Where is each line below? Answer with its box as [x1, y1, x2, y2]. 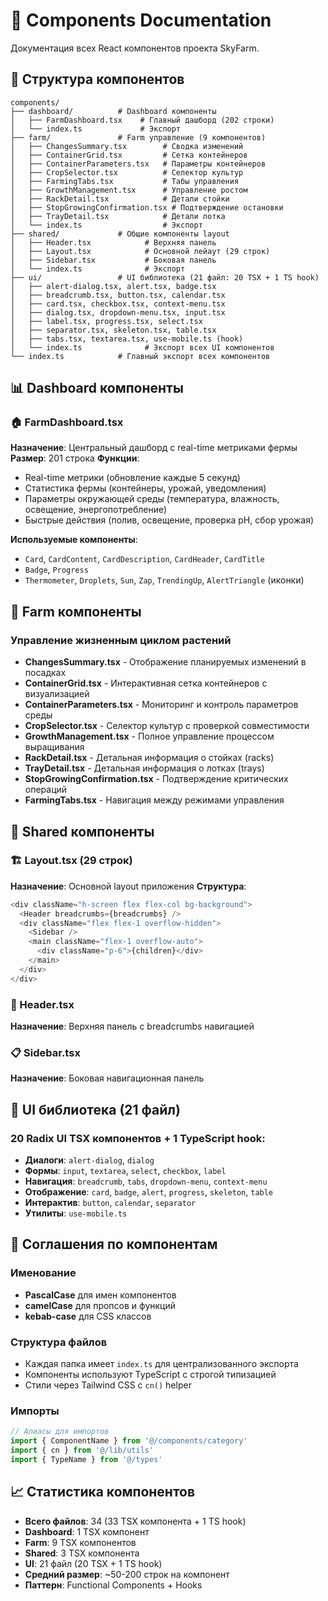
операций [24, 784, 68, 796]
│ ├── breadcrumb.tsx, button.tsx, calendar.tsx [10, 290, 226, 300]
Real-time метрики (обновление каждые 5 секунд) [24, 472, 241, 484]
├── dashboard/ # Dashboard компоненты [10, 106, 217, 116]
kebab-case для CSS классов [24, 1310, 152, 1322]
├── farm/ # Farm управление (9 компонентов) [10, 132, 267, 143]
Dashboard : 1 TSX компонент [24, 1525, 150, 1538]
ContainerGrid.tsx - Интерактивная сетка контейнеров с [24, 677, 268, 689]
